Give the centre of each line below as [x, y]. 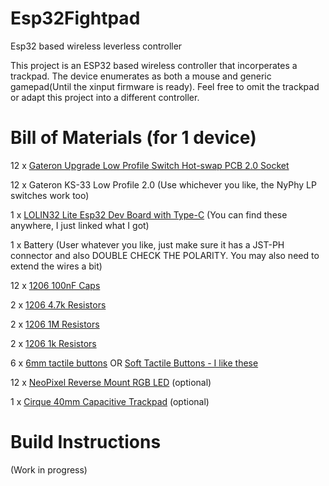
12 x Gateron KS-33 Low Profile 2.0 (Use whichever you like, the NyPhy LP [163, 184]
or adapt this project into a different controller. [105, 97]
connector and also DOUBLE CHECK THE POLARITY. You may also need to [165, 255]
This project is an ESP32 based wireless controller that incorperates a [154, 65]
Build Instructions [86, 442]
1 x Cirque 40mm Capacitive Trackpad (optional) [110, 401]
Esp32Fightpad [75, 18]
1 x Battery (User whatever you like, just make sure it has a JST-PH [147, 244]
